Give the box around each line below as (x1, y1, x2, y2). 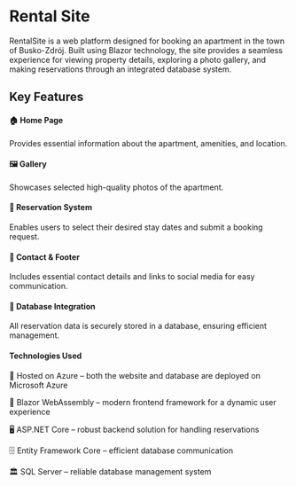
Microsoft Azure (9, 380, 68, 390)
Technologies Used (9, 350, 82, 361)
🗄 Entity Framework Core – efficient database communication (9, 445, 234, 456)
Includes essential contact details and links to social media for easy (9, 271, 255, 282)
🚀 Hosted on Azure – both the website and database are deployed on (9, 370, 261, 380)
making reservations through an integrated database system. (9, 64, 232, 74)
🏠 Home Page (9, 114, 64, 125)
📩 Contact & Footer (9, 251, 80, 263)
